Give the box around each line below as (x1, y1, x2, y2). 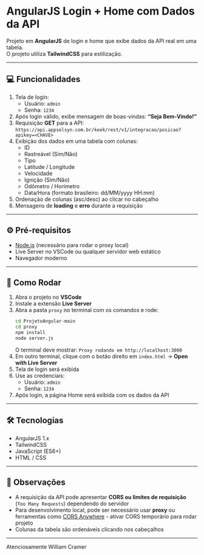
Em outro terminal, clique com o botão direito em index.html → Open (15, 352, 188, 359)
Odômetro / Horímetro (24, 182, 80, 189)
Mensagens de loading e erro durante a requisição (15, 202, 143, 209)
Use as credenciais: (15, 372, 65, 379)
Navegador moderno (15, 254, 67, 262)
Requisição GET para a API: (15, 119, 84, 126)
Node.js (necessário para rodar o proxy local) (15, 241, 129, 248)
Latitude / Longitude (24, 163, 75, 171)
